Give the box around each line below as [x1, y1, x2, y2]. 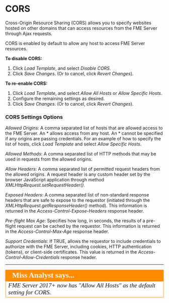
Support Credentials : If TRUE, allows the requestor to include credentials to [5, 238, 161, 244]
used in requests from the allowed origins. [5, 156, 93, 162]
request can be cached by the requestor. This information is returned [17, 223, 160, 229]
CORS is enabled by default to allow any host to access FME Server [5, 40, 145, 46]
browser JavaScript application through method [5, 177, 105, 183]
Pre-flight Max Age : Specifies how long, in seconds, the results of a [5, 218, 145, 224]
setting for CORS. [8, 289, 51, 296]
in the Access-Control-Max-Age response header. [5, 228, 110, 235]
